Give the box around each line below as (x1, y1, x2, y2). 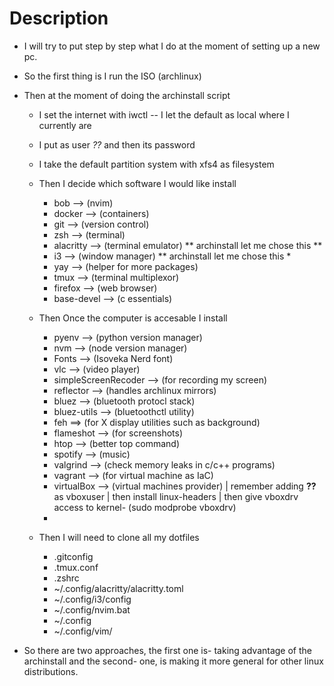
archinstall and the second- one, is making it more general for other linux (23, 655, 324, 667)
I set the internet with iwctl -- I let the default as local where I (38, 108, 290, 121)
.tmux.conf (53, 561, 99, 573)
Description (9, 7, 109, 30)
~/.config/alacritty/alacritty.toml (53, 582, 184, 594)
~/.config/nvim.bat (53, 603, 131, 616)
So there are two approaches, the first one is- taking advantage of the (23, 644, 312, 656)
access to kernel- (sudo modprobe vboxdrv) (53, 501, 237, 513)
